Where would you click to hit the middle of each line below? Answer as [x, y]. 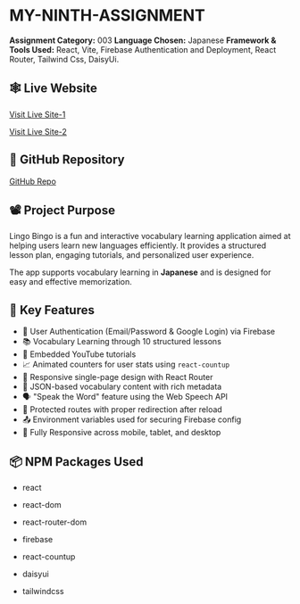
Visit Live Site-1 [37, 114]
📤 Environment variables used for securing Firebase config [132, 419]
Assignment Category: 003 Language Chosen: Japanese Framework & [143, 40]
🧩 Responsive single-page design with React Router [117, 377]
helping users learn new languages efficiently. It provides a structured [138, 245]
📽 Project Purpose [62, 210]
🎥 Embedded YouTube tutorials [79, 354]
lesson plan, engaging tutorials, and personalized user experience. [132, 255]
